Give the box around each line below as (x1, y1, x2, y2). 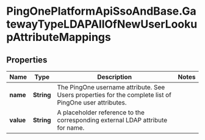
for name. (57, 123, 85, 132)
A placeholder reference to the (57, 108, 145, 117)
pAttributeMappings (6, 31, 111, 44)
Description (97, 73, 132, 81)
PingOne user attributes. (57, 98, 127, 106)
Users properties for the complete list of (57, 90, 172, 99)
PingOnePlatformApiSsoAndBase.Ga (6, 4, 196, 18)
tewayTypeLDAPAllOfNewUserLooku (6, 17, 198, 31)
